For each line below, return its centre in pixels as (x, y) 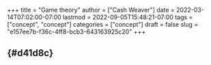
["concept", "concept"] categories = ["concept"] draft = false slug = (103, 24)
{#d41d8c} (30, 53)
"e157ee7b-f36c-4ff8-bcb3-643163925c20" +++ (76, 31)
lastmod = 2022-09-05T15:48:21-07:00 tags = (128, 17)
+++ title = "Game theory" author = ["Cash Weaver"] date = (91, 10)
